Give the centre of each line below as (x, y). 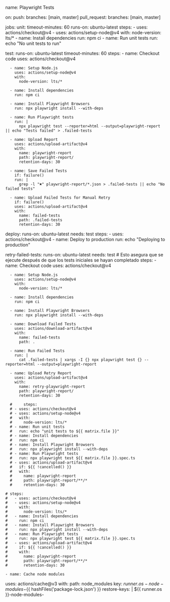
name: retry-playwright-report (52, 387)
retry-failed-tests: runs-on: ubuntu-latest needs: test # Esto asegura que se (84, 255)
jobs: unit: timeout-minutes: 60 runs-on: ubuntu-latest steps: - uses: (77, 27)
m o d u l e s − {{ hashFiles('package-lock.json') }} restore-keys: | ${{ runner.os (84, 589)
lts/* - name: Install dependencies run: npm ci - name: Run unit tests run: (82, 38)
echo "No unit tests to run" (33, 43)
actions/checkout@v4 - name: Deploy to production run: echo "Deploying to (85, 239)
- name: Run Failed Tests (37, 351)
